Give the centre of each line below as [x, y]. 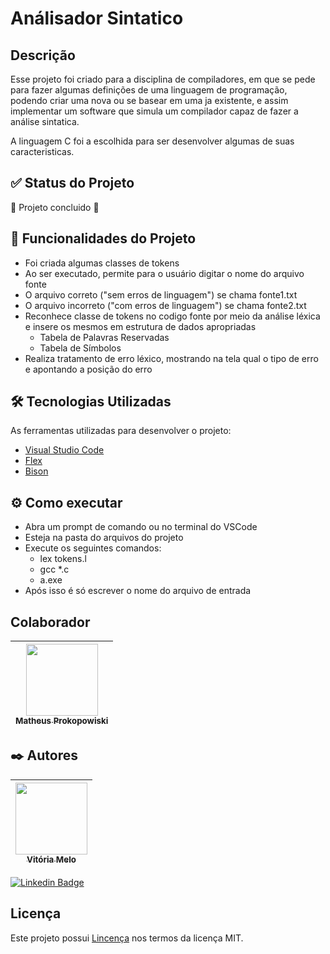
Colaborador [50, 622]
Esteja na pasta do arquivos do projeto [104, 538]
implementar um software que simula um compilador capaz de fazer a [154, 111]
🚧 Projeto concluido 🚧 [55, 207]
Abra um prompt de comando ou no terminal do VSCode [141, 527]
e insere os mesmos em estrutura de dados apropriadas [140, 326]
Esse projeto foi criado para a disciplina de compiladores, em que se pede [163, 79]
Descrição [43, 55]
